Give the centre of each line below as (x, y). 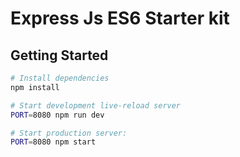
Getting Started (59, 55)
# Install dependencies (60, 78)
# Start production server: (69, 133)
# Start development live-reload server (96, 105)
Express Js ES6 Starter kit (120, 18)
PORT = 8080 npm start (53, 142)
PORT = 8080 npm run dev (57, 115)
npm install (35, 87)
